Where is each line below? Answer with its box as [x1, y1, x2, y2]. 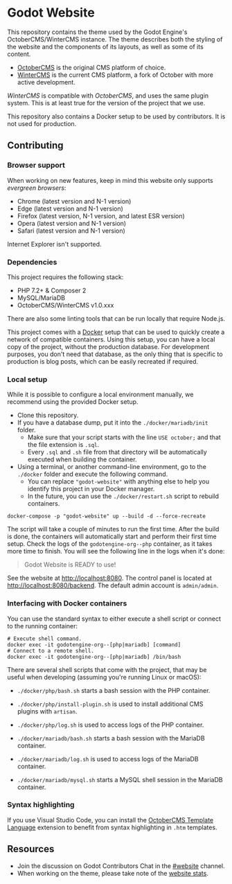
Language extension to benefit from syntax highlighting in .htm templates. [7, 823, 217, 831]
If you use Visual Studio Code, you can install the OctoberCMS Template [7, 815, 214, 824]
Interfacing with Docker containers [7, 599, 127, 608]
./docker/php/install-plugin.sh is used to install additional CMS [17, 700, 204, 708]
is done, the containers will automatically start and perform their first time [7, 532, 217, 541]
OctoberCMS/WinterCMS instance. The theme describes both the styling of [7, 35, 223, 43]
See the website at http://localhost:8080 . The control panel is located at [7, 574, 213, 583]
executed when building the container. [27, 455, 137, 463]
